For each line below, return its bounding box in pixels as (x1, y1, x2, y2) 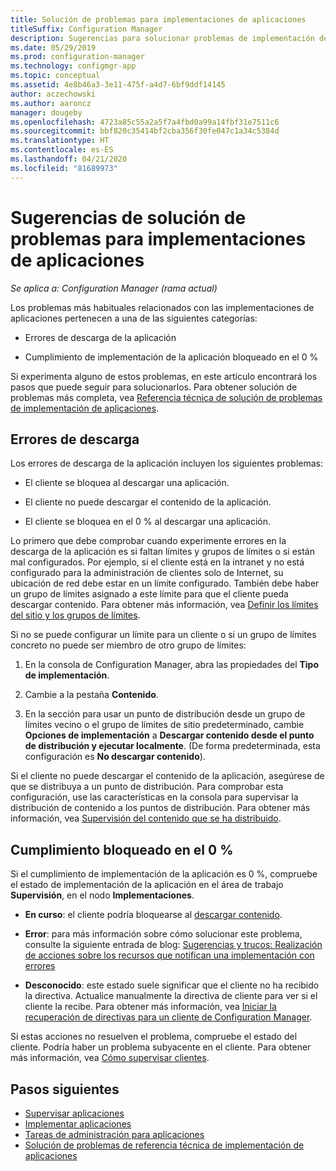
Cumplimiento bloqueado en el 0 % (10, 841, 234, 858)
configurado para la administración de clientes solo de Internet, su (10, 567, 284, 579)
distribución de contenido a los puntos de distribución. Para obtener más (10, 802, 311, 814)
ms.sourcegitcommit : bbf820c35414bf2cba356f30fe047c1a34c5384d (10, 126, 280, 136)
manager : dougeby (10, 107, 83, 118)
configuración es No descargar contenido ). (24, 751, 206, 763)
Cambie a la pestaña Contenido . (24, 689, 159, 701)
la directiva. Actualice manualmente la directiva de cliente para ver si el (24, 990, 318, 1002)
